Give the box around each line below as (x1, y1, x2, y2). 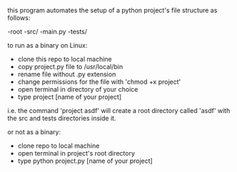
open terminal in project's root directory (17, 149, 136, 157)
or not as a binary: (7, 128, 61, 136)
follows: (7, 14, 31, 22)
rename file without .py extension (17, 70, 116, 78)
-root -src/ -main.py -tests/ (7, 28, 88, 36)
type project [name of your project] (17, 92, 122, 101)
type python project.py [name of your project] (17, 156, 153, 165)
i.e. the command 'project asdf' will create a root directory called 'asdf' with (7, 107, 231, 114)
